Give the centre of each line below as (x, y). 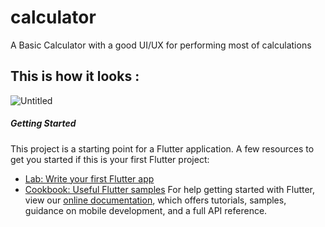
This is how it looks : (75, 76)
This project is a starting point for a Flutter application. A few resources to (162, 148)
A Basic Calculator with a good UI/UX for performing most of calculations (161, 45)
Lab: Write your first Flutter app (89, 178)
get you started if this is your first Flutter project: (110, 159)
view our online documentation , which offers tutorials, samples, (155, 200)
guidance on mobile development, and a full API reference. (146, 210)
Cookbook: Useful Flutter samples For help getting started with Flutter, (170, 189)
